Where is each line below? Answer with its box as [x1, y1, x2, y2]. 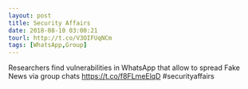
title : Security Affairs [8, 19, 91, 27]
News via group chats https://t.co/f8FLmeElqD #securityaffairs [8, 72, 215, 81]
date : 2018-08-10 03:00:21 [8, 26, 98, 34]
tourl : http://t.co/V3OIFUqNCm [8, 33, 112, 42]
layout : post [8, 11, 52, 20]
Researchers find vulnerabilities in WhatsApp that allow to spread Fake [8, 63, 241, 72]
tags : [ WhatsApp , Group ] [8, 41, 88, 49]
